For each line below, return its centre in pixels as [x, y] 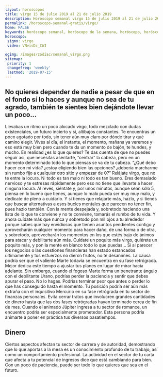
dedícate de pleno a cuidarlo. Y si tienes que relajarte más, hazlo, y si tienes [81, 198]
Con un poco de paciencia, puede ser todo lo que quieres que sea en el [77, 365]
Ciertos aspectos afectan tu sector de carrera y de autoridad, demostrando [80, 344]
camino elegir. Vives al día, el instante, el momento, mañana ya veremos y [79, 142]
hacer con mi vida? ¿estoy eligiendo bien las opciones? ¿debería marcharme [81, 167]
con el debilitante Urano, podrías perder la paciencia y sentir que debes [77, 276]
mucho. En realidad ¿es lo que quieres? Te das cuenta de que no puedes [78, 152]
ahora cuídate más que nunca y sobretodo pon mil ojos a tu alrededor [75, 219]
